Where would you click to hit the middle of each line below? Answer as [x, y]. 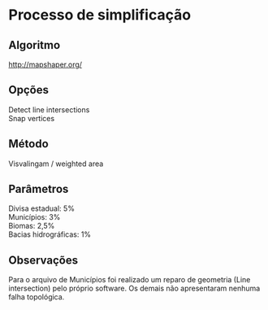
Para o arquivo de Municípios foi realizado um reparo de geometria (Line [130, 280]
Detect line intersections [49, 109]
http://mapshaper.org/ [45, 64]
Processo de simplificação [100, 15]
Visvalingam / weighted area [56, 164]
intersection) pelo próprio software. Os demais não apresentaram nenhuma [134, 288]
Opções [28, 90]
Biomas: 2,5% [32, 226]
